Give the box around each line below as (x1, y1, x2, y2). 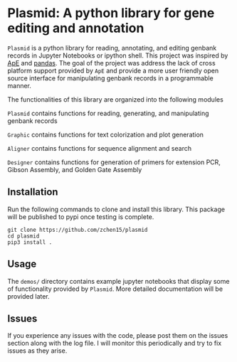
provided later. (7, 292, 50, 300)
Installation (7, 186, 58, 198)
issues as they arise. (7, 346, 68, 355)
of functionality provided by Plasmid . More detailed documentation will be (7, 284, 223, 293)
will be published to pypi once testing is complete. (7, 212, 154, 221)
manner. (7, 81, 32, 90)
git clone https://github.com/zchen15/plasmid (7, 226, 148, 233)
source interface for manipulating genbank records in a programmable (7, 73, 214, 82)
